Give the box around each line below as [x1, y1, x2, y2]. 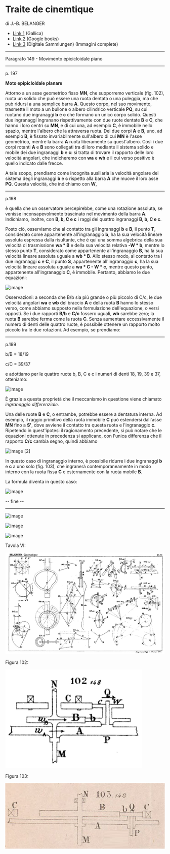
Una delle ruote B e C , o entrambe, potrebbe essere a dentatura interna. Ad [5, 411, 162, 417]
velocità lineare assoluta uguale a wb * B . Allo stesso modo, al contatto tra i [5, 253, 162, 259]
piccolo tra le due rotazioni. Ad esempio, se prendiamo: [5, 326, 120, 332]
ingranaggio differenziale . [5, 401, 59, 407]
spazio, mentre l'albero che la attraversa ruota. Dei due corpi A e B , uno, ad [5, 128, 163, 134]
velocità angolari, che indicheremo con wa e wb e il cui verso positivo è [5, 155, 155, 161]
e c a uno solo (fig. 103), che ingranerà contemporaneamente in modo [5, 463, 151, 469]
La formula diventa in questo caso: [5, 478, 77, 484]
